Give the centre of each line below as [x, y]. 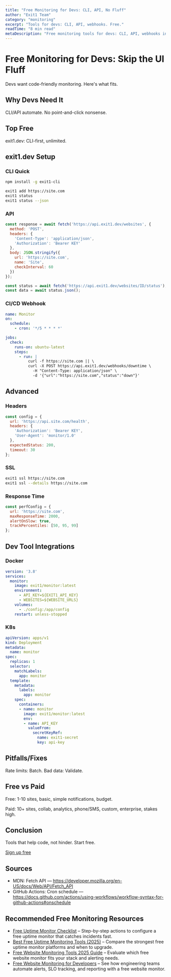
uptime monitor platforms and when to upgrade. [63, 947]
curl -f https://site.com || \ [61, 361]
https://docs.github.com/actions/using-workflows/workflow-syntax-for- [88, 897]
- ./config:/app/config [44, 609]
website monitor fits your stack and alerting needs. [66, 958]
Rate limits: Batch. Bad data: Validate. [44, 770]
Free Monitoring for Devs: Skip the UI [85, 59]
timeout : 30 [23, 450]
